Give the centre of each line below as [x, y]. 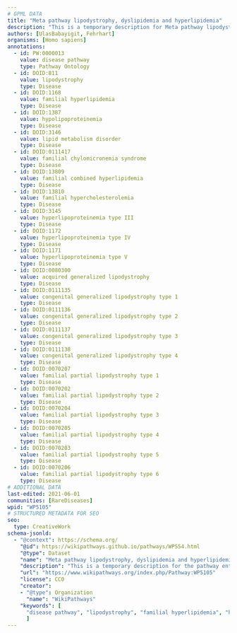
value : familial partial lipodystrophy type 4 [90, 435]
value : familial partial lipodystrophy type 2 [90, 395]
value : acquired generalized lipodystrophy [85, 277]
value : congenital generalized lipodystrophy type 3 [99, 336]
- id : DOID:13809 [39, 172]
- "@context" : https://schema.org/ [66, 540]
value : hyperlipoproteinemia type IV [75, 238]
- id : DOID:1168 [37, 93]
